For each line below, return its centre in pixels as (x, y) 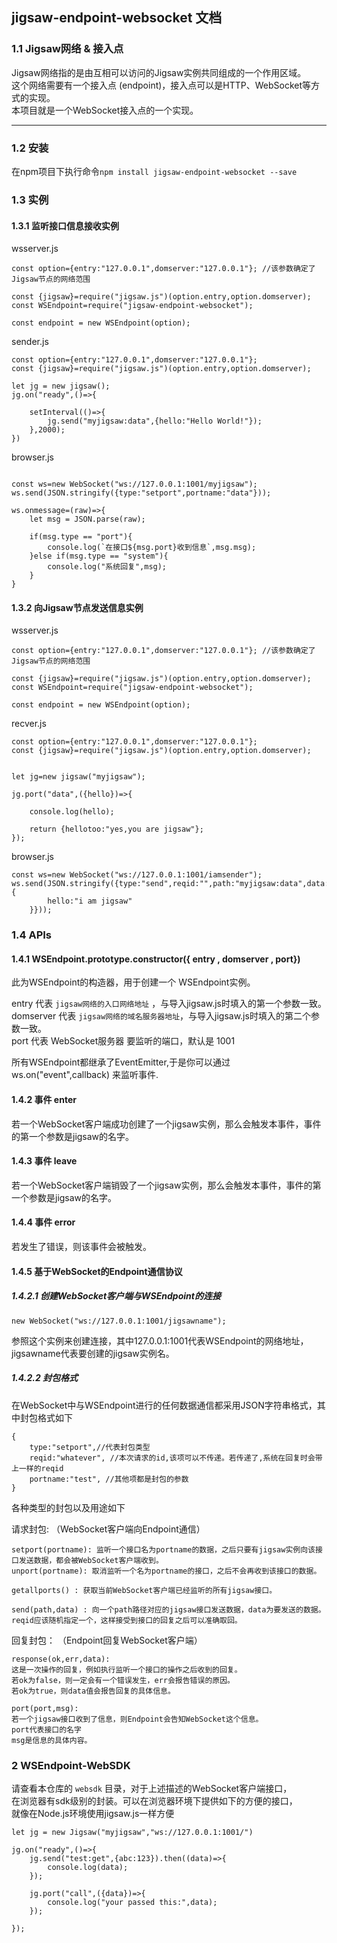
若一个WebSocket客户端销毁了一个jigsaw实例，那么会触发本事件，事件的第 (166, 1185)
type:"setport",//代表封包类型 (90, 1447)
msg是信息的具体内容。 (52, 1740)
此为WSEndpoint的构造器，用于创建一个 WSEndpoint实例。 (133, 982)
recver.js (29, 724)
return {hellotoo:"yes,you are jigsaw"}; (116, 829)
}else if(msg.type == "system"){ (99, 556)
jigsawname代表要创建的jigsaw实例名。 (93, 1353)
